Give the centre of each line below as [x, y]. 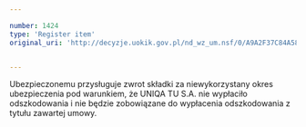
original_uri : [36, 43]
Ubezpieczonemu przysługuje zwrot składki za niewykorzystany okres [141, 84]
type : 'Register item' [52, 34]
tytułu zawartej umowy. [53, 113]
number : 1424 [34, 25]
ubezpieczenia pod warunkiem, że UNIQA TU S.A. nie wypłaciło [128, 94]
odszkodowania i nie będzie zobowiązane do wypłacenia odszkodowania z [150, 103]
